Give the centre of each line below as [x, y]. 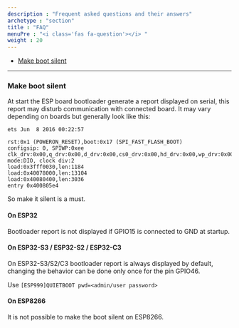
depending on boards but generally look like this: [79, 117]
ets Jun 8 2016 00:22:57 [46, 130]
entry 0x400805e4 [33, 186]
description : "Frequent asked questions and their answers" [100, 14]
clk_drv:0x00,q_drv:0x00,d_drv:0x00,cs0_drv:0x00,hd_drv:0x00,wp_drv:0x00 [121, 155]
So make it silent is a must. [46, 199]
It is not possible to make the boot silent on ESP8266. [85, 317]
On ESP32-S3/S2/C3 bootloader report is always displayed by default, [110, 263]
